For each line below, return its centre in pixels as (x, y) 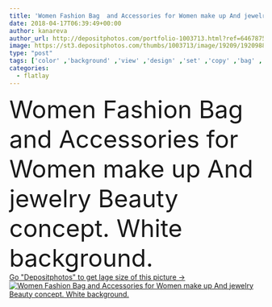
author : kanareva (38, 31)
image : (20, 46)
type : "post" (31, 53)
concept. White (96, 228)
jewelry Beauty (94, 198)
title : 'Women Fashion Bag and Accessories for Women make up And (125, 16)
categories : (29, 68)
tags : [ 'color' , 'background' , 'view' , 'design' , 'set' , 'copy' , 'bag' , (136, 61)
